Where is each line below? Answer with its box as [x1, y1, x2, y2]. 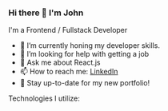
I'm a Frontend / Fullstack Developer [8, 26, 128, 35]
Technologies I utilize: [8, 93, 80, 103]
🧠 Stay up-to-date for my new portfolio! [19, 78, 150, 88]
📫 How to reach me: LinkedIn [19, 67, 118, 77]
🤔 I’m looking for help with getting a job [19, 50, 150, 59]
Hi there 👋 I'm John [8, 7, 84, 18]
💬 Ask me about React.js [19, 57, 101, 67]
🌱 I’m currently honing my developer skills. [19, 41, 160, 50]
